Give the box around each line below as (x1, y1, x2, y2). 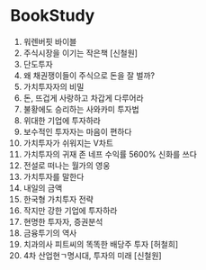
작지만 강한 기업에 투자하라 (22, 204, 118, 216)
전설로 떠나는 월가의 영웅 (22, 159, 111, 171)
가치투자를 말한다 (22, 171, 85, 182)
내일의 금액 (22, 182, 63, 193)
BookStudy (10, 5, 95, 26)
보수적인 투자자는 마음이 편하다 (22, 126, 132, 137)
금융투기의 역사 (22, 227, 77, 238)
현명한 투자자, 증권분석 (22, 216, 103, 227)
